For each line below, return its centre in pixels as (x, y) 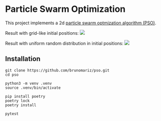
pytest (12, 114)
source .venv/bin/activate (33, 88)
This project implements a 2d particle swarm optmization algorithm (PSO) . (81, 23)
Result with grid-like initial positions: (42, 33)
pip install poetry (25, 96)
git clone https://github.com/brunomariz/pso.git (57, 70)
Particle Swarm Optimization (65, 9)
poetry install (21, 105)
